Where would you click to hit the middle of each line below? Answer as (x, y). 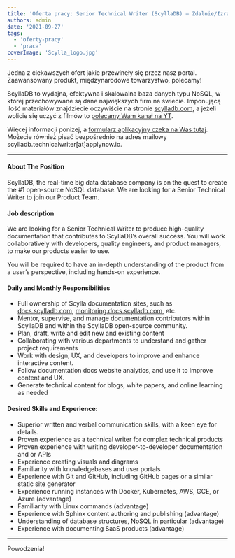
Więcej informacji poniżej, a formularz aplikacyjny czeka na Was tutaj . (108, 129)
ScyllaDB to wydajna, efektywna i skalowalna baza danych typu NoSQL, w (114, 93)
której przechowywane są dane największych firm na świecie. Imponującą (114, 101)
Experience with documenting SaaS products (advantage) (101, 528)
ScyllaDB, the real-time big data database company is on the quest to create (117, 183)
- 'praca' (28, 46)
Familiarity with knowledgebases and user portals (89, 468)
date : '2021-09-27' (36, 27)
